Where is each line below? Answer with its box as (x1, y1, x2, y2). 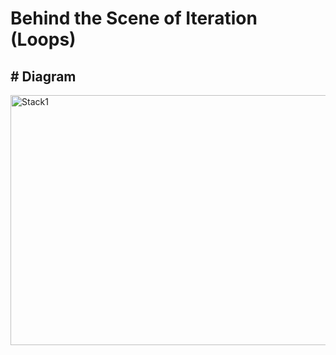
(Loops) (10, 28, 77, 51)
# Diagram (10, 68, 77, 85)
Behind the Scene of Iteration (10, 7, 258, 30)
